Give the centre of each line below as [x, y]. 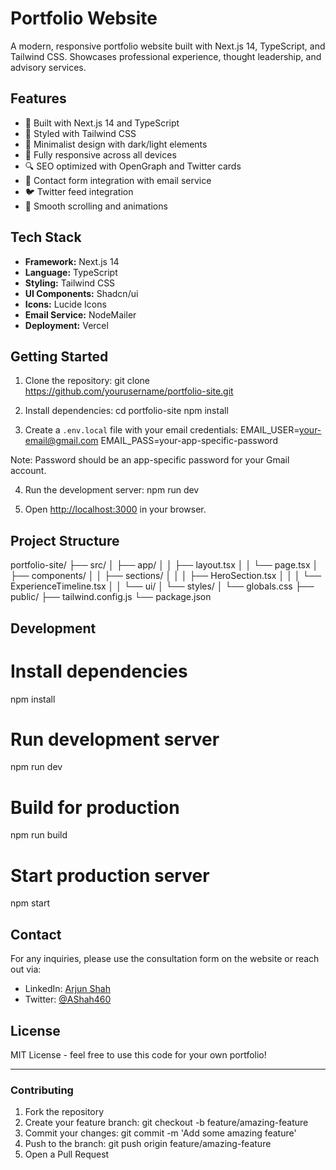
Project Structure [65, 540]
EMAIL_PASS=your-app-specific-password [189, 441]
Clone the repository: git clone [87, 381]
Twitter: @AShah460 [68, 999]
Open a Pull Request [67, 1154]
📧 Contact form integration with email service [118, 180]
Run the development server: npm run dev [112, 490]
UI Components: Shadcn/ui [81, 293]
